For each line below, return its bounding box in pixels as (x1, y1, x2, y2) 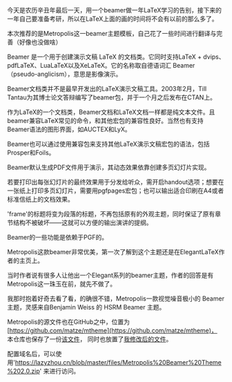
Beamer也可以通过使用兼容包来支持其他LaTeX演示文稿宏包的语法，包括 (7, 140, 211, 148)
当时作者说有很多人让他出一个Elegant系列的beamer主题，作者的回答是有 (7, 271, 214, 279)
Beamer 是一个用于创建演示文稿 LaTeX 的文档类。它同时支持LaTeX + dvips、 (7, 52, 225, 61)
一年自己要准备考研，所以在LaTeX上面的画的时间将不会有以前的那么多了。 (7, 15, 219, 23)
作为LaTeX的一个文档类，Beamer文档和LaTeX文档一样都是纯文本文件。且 (7, 108, 215, 116)
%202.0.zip (7, 367, 40, 375)
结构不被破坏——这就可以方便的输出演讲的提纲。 (12, 218, 153, 227)
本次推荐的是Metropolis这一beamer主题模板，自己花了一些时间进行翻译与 (7, 30, 217, 37)
